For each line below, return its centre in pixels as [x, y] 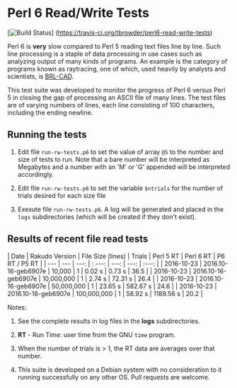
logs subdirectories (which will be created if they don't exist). [107, 216]
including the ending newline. [50, 112]
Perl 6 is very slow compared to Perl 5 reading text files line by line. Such [114, 46]
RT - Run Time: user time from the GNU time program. [97, 334]
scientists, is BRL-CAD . [41, 76]
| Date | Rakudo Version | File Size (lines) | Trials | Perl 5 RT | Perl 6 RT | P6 [116, 256]
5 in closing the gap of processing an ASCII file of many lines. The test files [117, 98]
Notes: [17, 307]
